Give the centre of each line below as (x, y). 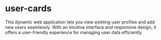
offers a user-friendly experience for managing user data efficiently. (74, 32)
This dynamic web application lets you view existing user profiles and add (80, 22)
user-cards (28, 9)
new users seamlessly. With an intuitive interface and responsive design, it (81, 27)
